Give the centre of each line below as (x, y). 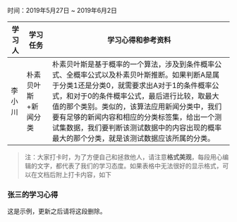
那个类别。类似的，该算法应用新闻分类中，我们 (144, 106)
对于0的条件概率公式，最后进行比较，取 (139, 96)
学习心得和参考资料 (139, 40)
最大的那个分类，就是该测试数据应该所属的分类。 (133, 138)
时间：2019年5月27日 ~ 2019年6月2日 (62, 10)
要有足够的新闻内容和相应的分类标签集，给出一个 (133, 117)
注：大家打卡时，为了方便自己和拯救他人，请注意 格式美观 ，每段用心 (123, 157)
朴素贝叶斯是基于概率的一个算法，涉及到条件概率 (133, 64)
